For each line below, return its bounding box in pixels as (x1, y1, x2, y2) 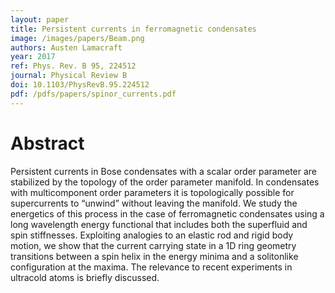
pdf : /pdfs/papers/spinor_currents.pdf (10, 89, 177, 99)
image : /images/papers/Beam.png (10, 33, 145, 43)
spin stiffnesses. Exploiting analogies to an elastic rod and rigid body (10, 229, 294, 241)
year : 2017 (10, 52, 56, 62)
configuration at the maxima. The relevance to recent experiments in (10, 261, 293, 273)
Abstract (10, 132, 85, 155)
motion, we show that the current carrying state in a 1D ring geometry (10, 239, 297, 251)
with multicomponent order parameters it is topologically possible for (10, 186, 295, 198)
